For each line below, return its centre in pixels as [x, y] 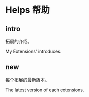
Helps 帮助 [28, 10]
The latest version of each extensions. [45, 90]
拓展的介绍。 [18, 41]
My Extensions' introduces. [33, 51]
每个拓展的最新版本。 [27, 80]
